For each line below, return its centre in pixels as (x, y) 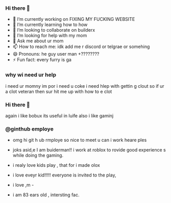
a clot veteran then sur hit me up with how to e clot (59, 91)
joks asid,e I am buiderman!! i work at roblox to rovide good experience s (89, 150)
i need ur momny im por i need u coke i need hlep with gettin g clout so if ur (85, 86)
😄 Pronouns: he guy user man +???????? (56, 54)
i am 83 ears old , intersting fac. (46, 195)
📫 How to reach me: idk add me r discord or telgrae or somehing (81, 47)
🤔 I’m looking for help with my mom (50, 36)
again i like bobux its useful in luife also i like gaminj (59, 116)
